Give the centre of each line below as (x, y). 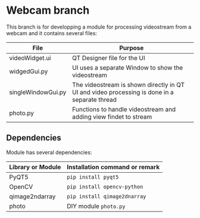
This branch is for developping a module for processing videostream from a (99, 27)
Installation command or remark (113, 167)
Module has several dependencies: (49, 152)
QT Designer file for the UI (109, 58)
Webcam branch (48, 10)
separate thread (95, 99)
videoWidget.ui (30, 58)
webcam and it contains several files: (51, 33)
